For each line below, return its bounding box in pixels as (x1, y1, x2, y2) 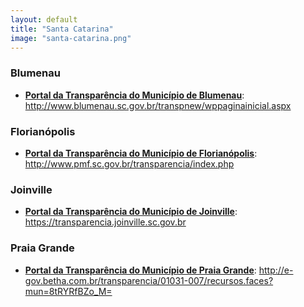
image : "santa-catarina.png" (10, 33, 132, 43)
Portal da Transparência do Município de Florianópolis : (24, 147, 258, 159)
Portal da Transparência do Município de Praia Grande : (24, 264, 257, 276)
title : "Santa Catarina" (10, 24, 114, 34)
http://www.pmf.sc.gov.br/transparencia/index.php (24, 157, 235, 170)
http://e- (258, 264, 294, 276)
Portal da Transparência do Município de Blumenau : (24, 89, 245, 101)
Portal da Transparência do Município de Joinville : (24, 206, 238, 218)
